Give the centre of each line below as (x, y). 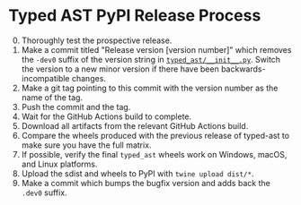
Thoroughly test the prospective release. (97, 40)
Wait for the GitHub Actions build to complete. (106, 116)
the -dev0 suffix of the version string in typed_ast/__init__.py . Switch (150, 59)
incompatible (45, 78)
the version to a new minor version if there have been (120, 69)
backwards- (243, 69)
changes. (89, 78)
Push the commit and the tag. (76, 107)
